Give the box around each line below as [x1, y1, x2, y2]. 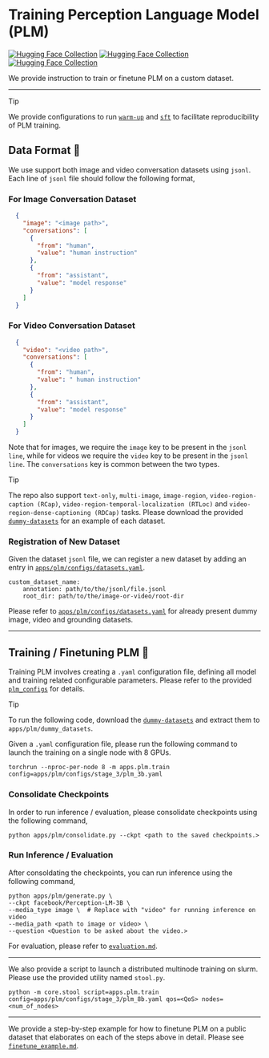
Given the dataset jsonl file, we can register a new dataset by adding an [8, 554, 247, 564]
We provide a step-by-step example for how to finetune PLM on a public [8, 1024, 247, 1033]
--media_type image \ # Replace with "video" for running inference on [8, 906, 256, 914]
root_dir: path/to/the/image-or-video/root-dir [22, 592, 184, 601]
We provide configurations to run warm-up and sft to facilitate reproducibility [8, 111, 259, 121]
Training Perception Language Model [8, 6, 260, 24]
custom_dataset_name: [8, 578, 81, 586]
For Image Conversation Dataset [8, 193, 137, 205]
